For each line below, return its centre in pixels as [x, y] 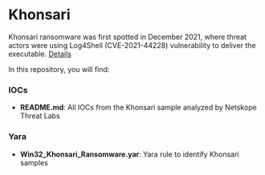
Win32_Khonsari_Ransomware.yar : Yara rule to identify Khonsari [129, 154]
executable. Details [40, 54]
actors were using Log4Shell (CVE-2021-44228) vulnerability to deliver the [132, 45]
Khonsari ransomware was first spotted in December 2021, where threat [128, 37]
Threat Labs [40, 116]
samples [34, 162]
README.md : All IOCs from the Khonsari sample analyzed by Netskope [138, 107]
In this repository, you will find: [59, 69]
